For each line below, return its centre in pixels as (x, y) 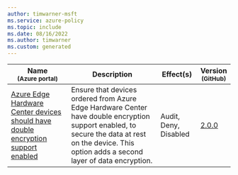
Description (112, 74)
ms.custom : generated (39, 47)
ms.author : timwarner (39, 40)
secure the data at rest (108, 134)
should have (31, 121)
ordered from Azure (103, 98)
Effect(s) (177, 74)
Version (214, 70)
